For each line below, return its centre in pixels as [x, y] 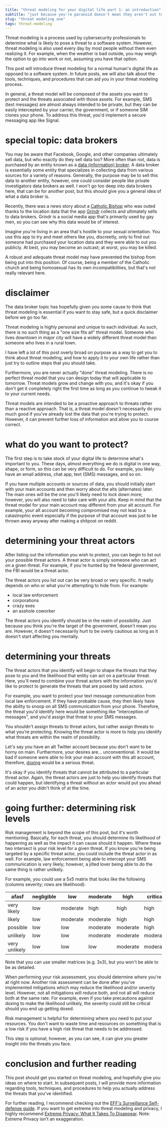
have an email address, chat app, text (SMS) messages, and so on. [74, 474]
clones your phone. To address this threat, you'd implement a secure [76, 115]
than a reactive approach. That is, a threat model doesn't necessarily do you [83, 409]
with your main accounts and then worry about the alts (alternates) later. [79, 489]
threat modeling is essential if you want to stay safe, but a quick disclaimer [82, 312]
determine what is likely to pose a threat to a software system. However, [79, 43]
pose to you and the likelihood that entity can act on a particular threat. [78, 675]
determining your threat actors [70, 541]
